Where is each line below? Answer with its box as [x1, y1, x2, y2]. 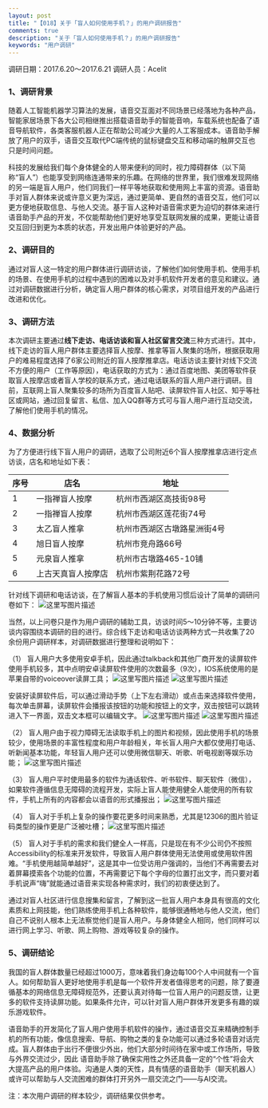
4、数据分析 [8, 427, 55, 438]
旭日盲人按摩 [36, 538, 85, 549]
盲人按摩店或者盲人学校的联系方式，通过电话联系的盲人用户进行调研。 [14, 376, 246, 386]
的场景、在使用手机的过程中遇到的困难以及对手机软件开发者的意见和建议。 [8, 274, 253, 283]
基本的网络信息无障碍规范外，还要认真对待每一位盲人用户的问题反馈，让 [14, 987, 253, 996]
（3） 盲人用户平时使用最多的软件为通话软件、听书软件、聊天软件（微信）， [8, 775, 256, 785]
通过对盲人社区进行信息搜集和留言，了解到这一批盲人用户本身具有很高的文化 [8, 896, 260, 905]
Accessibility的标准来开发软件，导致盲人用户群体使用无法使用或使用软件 [8, 849, 246, 858]
